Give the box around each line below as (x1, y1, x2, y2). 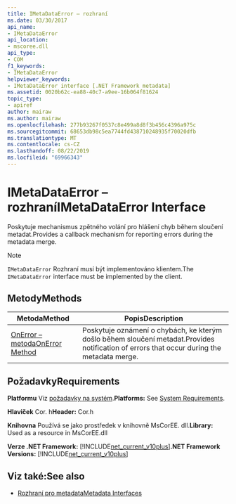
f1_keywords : (7, 63, 46, 70)
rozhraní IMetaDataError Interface (7, 200, 206, 215)
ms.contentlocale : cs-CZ (7, 141, 80, 148)
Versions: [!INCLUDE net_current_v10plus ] (7, 450, 129, 458)
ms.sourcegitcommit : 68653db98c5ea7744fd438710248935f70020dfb (7, 128, 197, 135)
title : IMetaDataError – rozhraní (7, 10, 109, 18)
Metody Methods (7, 292, 82, 304)
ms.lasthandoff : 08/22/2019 (7, 148, 90, 155)
